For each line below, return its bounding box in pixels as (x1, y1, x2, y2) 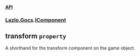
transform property (5, 31, 67, 40)
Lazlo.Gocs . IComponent (5, 16, 67, 23)
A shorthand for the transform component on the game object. (5, 45, 135, 51)
